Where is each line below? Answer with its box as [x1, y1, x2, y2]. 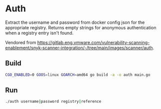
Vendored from [5, 39, 36, 45]
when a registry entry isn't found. [5, 30, 74, 36]
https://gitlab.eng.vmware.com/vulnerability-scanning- [37, 39, 150, 45]
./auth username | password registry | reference [5, 99, 101, 104]
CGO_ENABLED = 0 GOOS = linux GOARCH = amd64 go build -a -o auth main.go [5, 72, 151, 77]
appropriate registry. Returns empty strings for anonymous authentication [5, 24, 157, 30]
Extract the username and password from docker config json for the [5, 19, 145, 25]
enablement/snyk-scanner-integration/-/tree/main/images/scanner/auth [5, 45, 153, 51]
